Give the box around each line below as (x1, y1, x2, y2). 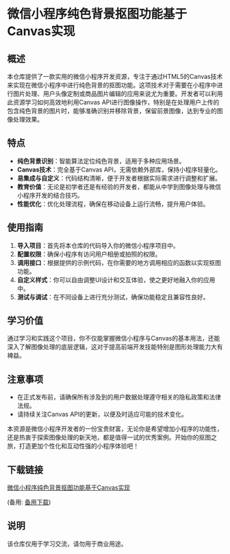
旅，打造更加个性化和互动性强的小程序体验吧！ (7, 442, 139, 450)
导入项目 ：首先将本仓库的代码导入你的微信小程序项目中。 (16, 241, 179, 249)
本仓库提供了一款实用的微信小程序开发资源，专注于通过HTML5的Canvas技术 (7, 73, 223, 80)
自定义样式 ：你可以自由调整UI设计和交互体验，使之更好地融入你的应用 (16, 275, 216, 284)
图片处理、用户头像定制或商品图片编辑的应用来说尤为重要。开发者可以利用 (12, 90, 223, 97)
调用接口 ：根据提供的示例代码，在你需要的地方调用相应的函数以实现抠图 (16, 258, 221, 266)
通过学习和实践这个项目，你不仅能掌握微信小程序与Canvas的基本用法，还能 (7, 334, 220, 343)
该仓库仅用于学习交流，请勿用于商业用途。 (7, 540, 127, 548)
